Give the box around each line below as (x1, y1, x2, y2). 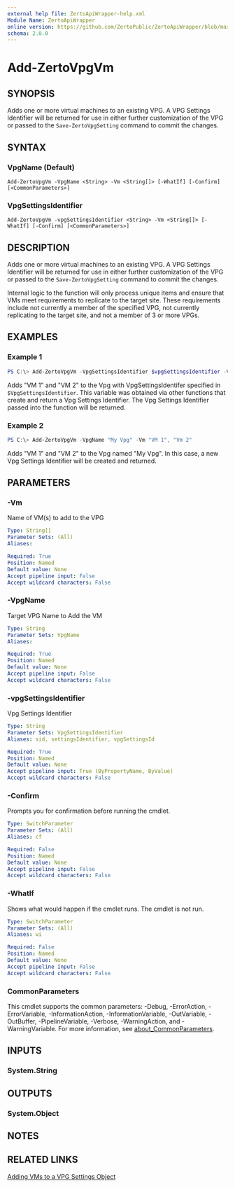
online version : (7, 23, 55, 30)
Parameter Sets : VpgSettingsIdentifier (7, 729, 124, 736)
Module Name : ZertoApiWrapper (7, 17, 96, 24)
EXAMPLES (7, 331, 58, 343)
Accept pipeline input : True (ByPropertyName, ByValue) (7, 768, 173, 775)
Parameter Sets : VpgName (7, 631, 80, 638)
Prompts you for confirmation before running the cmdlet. (7, 806, 171, 816)
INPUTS (7, 1044, 42, 1057)
